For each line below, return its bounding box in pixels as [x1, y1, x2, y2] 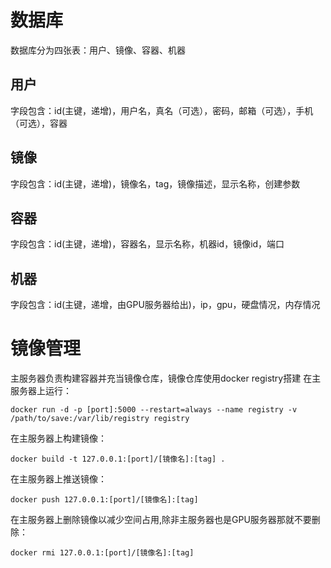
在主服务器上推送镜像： [10, 473, 107, 485]
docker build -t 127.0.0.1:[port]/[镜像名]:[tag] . [10, 454, 226, 465]
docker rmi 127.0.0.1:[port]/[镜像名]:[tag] [10, 548, 195, 558]
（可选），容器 [10, 117, 68, 129]
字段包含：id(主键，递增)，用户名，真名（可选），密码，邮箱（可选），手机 [10, 104, 314, 116]
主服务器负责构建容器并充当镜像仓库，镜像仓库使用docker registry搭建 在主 [10, 372, 322, 385]
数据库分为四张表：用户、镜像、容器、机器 [10, 44, 186, 56]
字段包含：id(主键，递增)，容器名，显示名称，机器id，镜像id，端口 [10, 238, 285, 250]
